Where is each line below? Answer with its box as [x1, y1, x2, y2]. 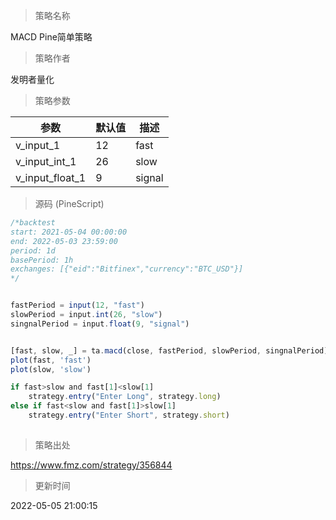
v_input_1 [15, 139, 61, 152]
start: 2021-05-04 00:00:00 [10, 227, 128, 237]
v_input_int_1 [15, 155, 77, 168]
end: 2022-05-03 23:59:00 [10, 236, 118, 246]
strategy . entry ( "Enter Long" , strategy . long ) [28, 392, 222, 402]
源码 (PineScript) [34, 198, 105, 209]
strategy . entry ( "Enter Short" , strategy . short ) [28, 410, 230, 420]
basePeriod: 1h [10, 255, 74, 265]
